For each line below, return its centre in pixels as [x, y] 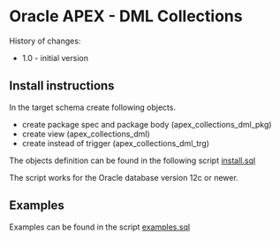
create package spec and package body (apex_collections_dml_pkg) [147, 124]
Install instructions [62, 86]
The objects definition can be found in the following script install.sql [132, 160]
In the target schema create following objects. [93, 107]
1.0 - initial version [55, 58]
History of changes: [45, 41]
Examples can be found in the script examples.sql [100, 227]
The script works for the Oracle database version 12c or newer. [124, 177]
